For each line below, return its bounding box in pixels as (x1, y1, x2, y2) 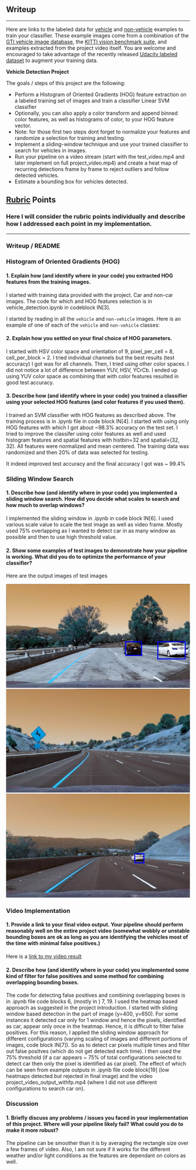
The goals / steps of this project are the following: (6, 79, 125, 87)
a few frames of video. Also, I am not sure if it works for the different (6, 1146, 170, 1153)
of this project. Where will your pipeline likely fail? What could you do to (6, 1120, 184, 1127)
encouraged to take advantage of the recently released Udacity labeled (6, 50, 178, 57)
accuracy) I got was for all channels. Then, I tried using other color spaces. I (6, 360, 189, 367)
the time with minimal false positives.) (6, 940, 100, 947)
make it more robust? (6, 1127, 59, 1134)
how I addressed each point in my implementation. (6, 220, 152, 228)
